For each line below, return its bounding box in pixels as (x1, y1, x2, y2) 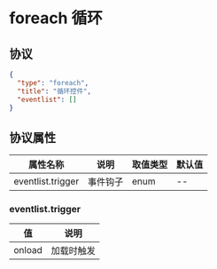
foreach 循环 (9, 8, 104, 28)
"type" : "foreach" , (17, 78, 89, 87)
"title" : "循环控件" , (17, 86, 91, 96)
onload (13, 244, 43, 257)
